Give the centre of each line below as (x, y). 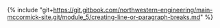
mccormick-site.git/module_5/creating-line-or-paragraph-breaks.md (104, 17)
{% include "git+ (30, 10)
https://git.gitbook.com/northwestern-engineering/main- (133, 10)
